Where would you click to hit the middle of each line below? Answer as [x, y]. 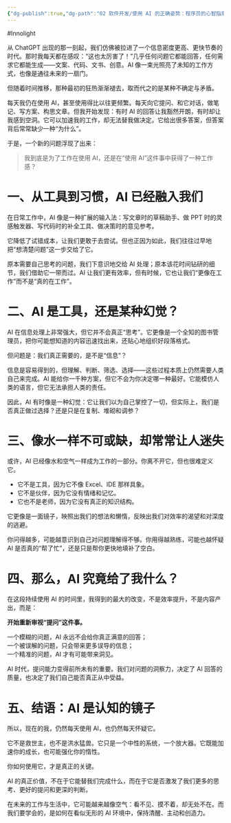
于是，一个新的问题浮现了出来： [52, 143]
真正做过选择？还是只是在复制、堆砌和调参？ [76, 410]
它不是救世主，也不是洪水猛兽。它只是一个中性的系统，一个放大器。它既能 [112, 743]
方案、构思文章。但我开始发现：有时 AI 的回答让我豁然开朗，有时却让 [123, 111]
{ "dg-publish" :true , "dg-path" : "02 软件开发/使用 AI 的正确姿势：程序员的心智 [112, 13]
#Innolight [21, 33]
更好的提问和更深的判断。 [55, 790]
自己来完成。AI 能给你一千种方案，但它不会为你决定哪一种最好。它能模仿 [110, 378]
